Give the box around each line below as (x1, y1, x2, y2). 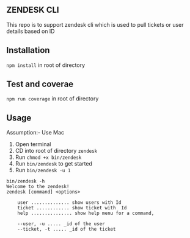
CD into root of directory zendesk (15, 147, 98, 155)
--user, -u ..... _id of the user (17, 221, 105, 227)
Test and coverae (6, 79, 74, 89)
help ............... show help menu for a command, (17, 210, 155, 217)
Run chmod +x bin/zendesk (15, 153, 82, 161)
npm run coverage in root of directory (6, 95, 99, 102)
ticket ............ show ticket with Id (17, 205, 127, 211)
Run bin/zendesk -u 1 (15, 167, 71, 174)
